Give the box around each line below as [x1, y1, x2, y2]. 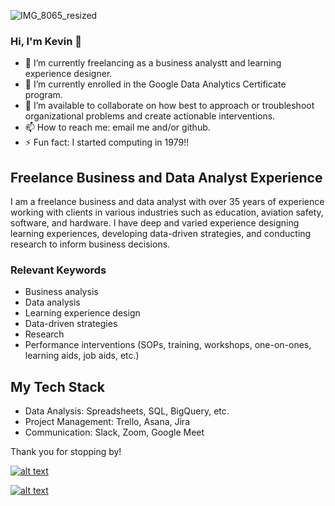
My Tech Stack [10, 378, 105, 395]
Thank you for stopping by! [10, 446, 122, 458]
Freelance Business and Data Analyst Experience [10, 169, 323, 186]
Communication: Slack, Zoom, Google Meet [24, 426, 205, 439]
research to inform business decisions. [10, 238, 171, 250]
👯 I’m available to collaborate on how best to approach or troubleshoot [24, 100, 315, 112]
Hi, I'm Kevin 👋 [10, 34, 83, 48]
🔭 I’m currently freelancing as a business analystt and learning [24, 57, 282, 69]
